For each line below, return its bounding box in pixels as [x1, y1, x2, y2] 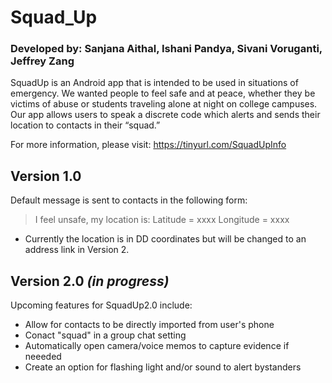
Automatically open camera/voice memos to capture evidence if [24, 340, 290, 352]
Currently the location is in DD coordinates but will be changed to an [24, 233, 307, 245]
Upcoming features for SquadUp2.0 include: [10, 299, 193, 311]
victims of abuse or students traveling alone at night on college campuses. [10, 98, 318, 110]
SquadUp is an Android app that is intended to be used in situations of [10, 77, 299, 89]
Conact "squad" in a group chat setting [24, 329, 187, 341]
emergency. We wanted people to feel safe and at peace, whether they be [10, 87, 316, 100]
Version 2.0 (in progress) [10, 272, 170, 290]
